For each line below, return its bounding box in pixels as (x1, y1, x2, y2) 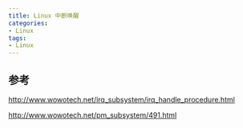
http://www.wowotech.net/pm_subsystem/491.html (8, 110, 177, 120)
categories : (8, 19, 48, 27)
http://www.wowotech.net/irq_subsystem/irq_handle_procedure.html (8, 94, 235, 104)
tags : (8, 34, 26, 42)
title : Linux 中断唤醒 (8, 11, 79, 20)
